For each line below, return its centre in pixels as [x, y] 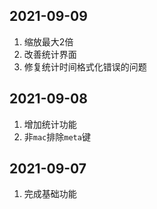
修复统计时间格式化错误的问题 [85, 66]
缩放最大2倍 [48, 41]
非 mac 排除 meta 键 [57, 136]
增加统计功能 [50, 124]
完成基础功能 [50, 194]
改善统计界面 [50, 54]
